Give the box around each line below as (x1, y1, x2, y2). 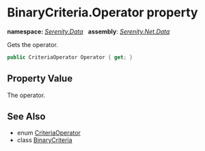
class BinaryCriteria (16, 136, 73, 144)
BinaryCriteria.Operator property (7, 5, 198, 20)
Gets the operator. (7, 40, 58, 49)
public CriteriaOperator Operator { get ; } (7, 53, 133, 61)
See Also (7, 111, 46, 122)
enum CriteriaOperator (16, 128, 81, 137)
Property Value (7, 73, 73, 85)
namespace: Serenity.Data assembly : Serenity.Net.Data (7, 27, 170, 36)
